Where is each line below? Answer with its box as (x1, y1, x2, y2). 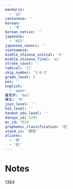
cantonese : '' (5, 16, 34, 21)
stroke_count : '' (5, 61, 40, 66)
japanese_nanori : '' (5, 43, 47, 48)
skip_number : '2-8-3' (5, 70, 49, 75)
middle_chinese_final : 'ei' (5, 57, 61, 62)
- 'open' (9, 88, 27, 93)
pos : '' (5, 79, 21, 84)
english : (5, 83, 23, 89)
